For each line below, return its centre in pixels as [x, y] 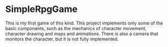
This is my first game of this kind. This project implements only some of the [84, 23]
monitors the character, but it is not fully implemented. [62, 39]
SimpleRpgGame [41, 9]
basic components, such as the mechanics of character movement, [76, 28]
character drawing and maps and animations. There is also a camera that [82, 33]
